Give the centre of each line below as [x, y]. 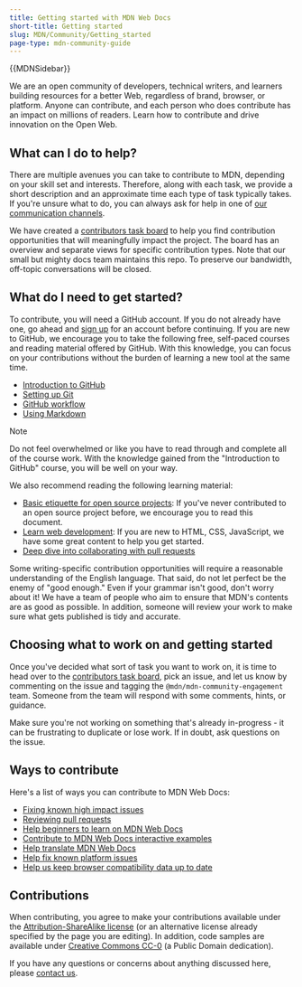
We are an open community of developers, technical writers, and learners [146, 86]
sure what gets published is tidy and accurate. [95, 616]
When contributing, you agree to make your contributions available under [145, 917]
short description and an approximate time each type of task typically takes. [151, 194]
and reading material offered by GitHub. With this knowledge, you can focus [150, 348]
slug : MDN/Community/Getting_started [80, 34]
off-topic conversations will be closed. [80, 269]
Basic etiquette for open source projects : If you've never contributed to [154, 503]
